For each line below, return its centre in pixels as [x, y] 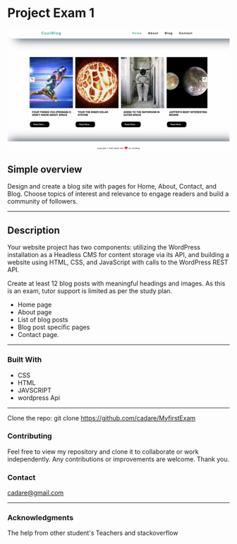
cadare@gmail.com [36, 493]
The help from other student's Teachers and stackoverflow [93, 533]
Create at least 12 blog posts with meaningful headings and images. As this [116, 283]
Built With [25, 360]
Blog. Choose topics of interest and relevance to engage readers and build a [118, 194]
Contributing [30, 436]
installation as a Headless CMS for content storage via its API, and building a [118, 255]
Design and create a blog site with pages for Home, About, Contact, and [112, 187]
